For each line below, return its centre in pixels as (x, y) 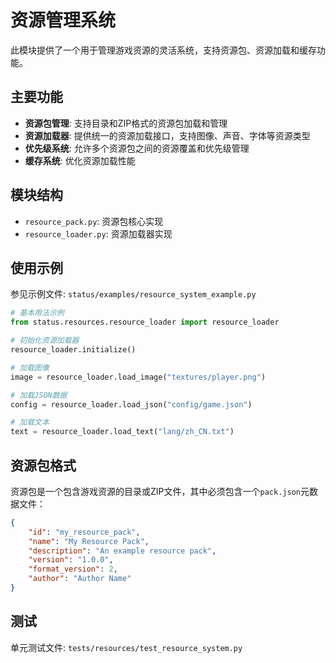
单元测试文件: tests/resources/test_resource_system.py (126, 647)
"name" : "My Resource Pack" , (89, 541)
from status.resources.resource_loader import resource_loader (145, 322)
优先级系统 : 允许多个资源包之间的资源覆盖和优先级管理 (137, 148)
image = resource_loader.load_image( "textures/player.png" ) (138, 377)
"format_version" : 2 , (73, 569)
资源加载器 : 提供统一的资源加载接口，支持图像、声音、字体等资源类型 (167, 135)
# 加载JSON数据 (39, 395)
